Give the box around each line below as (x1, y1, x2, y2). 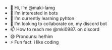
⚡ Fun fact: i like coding (10, 39, 59, 45)
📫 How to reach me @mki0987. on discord (10, 26, 100, 32)
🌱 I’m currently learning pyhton (10, 15, 75, 21)
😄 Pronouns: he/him (10, 33, 53, 39)
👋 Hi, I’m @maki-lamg (10, 5, 55, 10)
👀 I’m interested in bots (10, 10, 58, 16)
